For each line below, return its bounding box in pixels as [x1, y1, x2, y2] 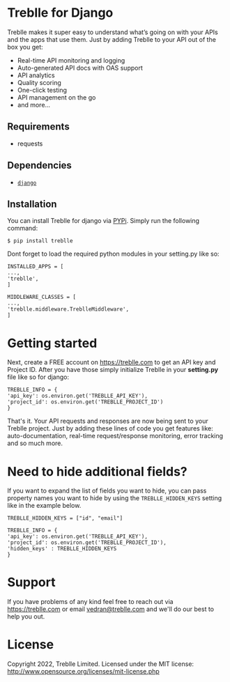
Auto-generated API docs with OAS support [17, 63, 143, 72]
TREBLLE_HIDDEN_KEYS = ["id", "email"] [7, 515, 123, 522]
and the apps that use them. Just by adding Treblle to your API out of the [7, 35, 216, 43]
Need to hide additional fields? [7, 463, 188, 479]
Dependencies [7, 160, 72, 171]
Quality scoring [17, 78, 61, 86]
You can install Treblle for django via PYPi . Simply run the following [7, 217, 200, 225]
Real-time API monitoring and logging [17, 56, 125, 64]
